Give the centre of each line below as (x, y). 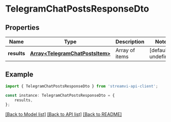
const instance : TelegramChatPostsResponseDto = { (60, 95)
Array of (125, 50)
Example (19, 75)
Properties (22, 28)
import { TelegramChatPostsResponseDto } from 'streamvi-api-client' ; (82, 86)
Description (130, 42)
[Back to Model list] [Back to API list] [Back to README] (64, 114)
